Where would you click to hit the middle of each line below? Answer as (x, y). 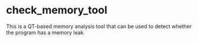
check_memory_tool (57, 10)
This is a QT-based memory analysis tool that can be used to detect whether (99, 26)
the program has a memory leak (45, 32)
